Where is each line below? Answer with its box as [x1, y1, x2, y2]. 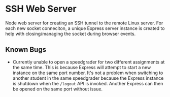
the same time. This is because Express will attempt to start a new [12, 64, 151, 70]
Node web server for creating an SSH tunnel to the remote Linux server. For [5, 20, 163, 26]
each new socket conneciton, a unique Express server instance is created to [5, 25, 165, 31]
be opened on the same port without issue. [12, 86, 103, 92]
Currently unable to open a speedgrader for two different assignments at [12, 59, 165, 65]
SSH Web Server [5, 3, 77, 15]
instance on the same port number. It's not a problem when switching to [12, 70, 163, 76]
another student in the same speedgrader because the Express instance [12, 75, 164, 81]
